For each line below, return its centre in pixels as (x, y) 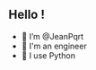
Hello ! (27, 15)
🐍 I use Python (48, 55)
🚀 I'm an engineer (54, 46)
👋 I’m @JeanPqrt (52, 36)
